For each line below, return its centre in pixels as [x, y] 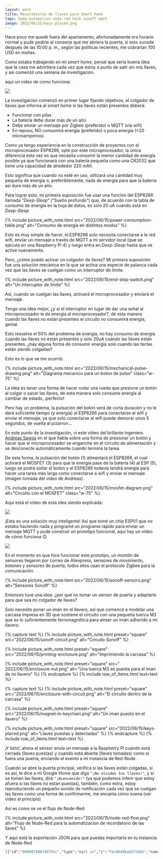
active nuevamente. [25, 250]
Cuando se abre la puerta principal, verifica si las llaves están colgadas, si [79, 768]
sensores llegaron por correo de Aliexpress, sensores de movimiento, [74, 561]
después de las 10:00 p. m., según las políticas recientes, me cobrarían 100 [80, 47]
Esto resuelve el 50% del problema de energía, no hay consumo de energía [80, 334]
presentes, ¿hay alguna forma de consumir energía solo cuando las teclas [79, 344]
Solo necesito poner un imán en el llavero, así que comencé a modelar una [80, 609]
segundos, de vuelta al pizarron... [39, 423]
